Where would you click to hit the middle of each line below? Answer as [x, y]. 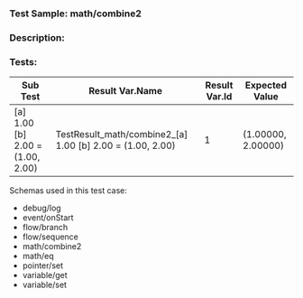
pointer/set [43, 265]
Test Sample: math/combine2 [75, 14]
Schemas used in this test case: [69, 191]
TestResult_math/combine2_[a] [122, 135]
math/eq [38, 256]
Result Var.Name [125, 91]
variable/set [45, 285]
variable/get [45, 275]
